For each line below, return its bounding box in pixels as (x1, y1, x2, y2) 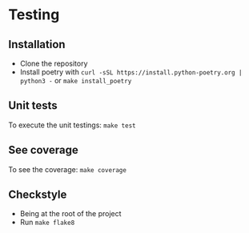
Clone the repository (19, 58, 88, 68)
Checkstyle (8, 188, 67, 202)
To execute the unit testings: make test (8, 120, 136, 130)
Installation (8, 38, 66, 51)
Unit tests (8, 98, 58, 113)
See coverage (8, 143, 78, 157)
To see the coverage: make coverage (8, 164, 127, 174)
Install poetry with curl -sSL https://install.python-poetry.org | (19, 67, 243, 77)
